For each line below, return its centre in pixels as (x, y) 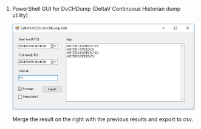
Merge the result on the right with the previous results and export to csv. (103, 119)
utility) (20, 15)
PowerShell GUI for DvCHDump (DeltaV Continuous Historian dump (96, 9)
